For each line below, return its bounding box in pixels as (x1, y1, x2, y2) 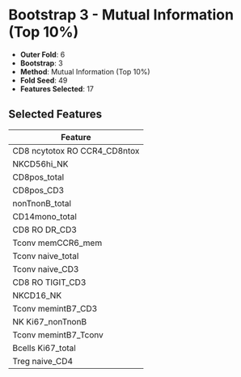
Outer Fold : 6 (19, 49, 66, 59)
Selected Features (8, 108, 103, 121)
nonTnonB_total (12, 197, 71, 209)
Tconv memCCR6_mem (12, 237, 103, 248)
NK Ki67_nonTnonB (12, 316, 87, 327)
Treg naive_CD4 (12, 355, 74, 366)
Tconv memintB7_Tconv (12, 329, 104, 341)
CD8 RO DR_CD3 (12, 224, 77, 235)
